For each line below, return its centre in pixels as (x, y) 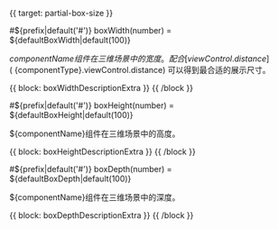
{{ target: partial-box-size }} (61, 13)
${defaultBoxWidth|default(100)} (70, 40)
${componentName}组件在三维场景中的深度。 (95, 197)
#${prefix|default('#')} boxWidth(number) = (91, 30)
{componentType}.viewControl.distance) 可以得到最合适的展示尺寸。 (143, 70)
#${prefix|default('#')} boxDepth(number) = (91, 169)
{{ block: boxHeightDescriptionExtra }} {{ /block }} (102, 151)
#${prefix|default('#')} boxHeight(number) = (92, 105)
